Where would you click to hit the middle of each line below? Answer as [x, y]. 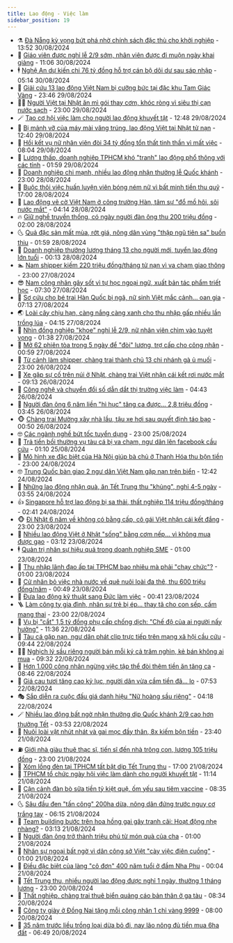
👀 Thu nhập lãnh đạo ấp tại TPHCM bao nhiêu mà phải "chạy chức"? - [117, 566]
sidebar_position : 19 [39, 20]
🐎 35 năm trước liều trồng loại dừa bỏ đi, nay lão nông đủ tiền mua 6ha [118, 925]
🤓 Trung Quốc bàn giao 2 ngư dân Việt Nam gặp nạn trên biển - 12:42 [117, 471]
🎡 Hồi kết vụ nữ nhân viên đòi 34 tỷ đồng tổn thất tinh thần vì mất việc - [120, 142]
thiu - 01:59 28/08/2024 [52, 242]
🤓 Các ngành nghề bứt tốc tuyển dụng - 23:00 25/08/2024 [102, 434]
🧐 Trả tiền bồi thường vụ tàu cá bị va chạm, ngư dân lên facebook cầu [117, 442]
